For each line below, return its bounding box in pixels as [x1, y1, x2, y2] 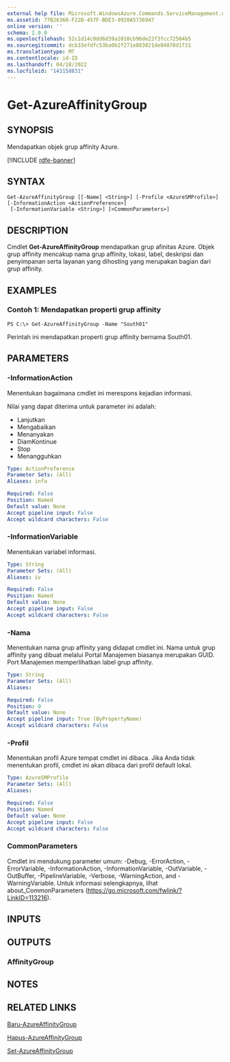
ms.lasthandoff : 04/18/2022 [7, 61, 88, 68]
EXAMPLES [7, 284, 57, 296]
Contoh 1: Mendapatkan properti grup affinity [7, 305, 162, 314]
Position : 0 [7, 703, 41, 710]
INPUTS [7, 914, 41, 925]
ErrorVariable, [7, 864, 47, 873]
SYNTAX [7, 176, 46, 187]
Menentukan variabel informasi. [7, 547, 97, 556]
